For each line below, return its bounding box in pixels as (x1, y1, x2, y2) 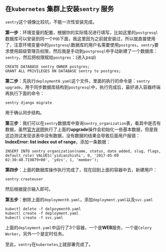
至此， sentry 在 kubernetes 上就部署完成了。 (5, 241, 93, 247)
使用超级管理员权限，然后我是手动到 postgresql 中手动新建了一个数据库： (9, 48, 158, 54)
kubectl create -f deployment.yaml (5, 211, 79, 216)
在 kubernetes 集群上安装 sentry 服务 (5, 4, 114, 13)
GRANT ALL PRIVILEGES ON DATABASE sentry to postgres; (5, 69, 121, 74)
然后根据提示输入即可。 (5, 186, 53, 192)
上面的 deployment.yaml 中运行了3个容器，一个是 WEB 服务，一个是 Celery (5, 224, 152, 230)
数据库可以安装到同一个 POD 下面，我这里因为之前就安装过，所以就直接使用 (5, 35, 156, 41)
